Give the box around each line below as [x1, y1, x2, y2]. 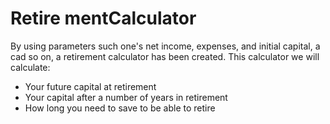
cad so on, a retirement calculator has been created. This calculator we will [10, 50, 320, 62]
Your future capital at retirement [24, 80, 157, 92]
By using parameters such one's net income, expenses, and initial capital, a [10, 40, 321, 52]
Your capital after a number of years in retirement [24, 91, 228, 103]
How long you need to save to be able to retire [24, 102, 216, 114]
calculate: [10, 61, 51, 73]
